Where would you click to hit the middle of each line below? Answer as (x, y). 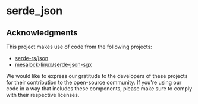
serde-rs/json (32, 58)
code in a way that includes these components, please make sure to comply (99, 89)
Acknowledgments (42, 33)
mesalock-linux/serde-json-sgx (53, 64)
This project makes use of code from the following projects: (79, 47)
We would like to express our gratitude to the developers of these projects (97, 76)
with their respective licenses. (43, 95)
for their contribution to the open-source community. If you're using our (94, 82)
